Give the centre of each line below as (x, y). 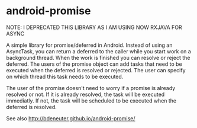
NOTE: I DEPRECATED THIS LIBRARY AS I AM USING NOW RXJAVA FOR (94, 27)
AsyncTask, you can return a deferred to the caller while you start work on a (98, 51)
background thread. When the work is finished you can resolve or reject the (98, 57)
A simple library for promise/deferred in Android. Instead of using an (89, 45)
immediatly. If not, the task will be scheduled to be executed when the (91, 100)
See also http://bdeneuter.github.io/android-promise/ (71, 118)
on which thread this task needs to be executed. (65, 76)
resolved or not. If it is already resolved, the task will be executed (85, 94)
